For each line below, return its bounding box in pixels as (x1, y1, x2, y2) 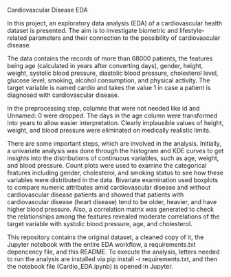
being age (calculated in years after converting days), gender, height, (7, 62, 203, 69)
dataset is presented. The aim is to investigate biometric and (7, 27, 179, 34)
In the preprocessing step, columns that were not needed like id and (7, 104, 200, 112)
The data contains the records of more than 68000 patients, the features (7, 54, 213, 63)
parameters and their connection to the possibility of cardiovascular (28, 34, 221, 42)
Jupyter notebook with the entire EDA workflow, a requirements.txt (7, 241, 196, 248)
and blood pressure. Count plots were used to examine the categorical (7, 162, 207, 169)
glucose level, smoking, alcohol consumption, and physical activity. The (7, 76, 210, 85)
